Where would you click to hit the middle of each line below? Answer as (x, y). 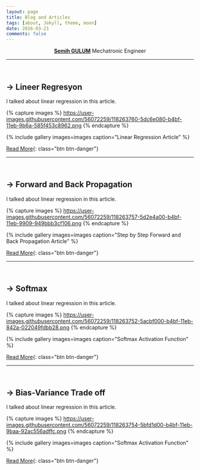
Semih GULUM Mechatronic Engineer (100, 51)
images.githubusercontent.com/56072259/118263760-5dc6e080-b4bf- (94, 119)
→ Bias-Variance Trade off (56, 393)
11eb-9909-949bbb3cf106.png (44, 223)
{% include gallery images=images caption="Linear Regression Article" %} (98, 137)
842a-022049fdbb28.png (38, 327)
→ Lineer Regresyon (44, 87)
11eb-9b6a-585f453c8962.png (44, 125)
